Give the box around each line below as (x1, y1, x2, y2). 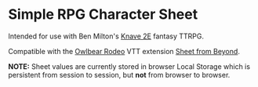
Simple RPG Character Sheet (8, 5, 198, 24)
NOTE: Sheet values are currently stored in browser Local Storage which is (8, 61, 251, 71)
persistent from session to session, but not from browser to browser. (8, 70, 231, 79)
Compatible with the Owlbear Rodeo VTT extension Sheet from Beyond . (8, 46, 241, 56)
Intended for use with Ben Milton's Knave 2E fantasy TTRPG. (8, 31, 204, 41)
